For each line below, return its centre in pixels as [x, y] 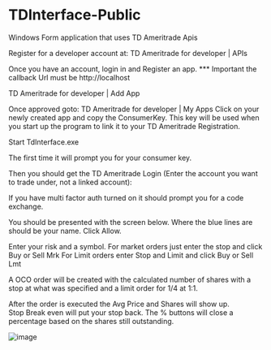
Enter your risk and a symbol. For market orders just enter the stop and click [135, 246]
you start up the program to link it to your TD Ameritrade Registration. [125, 126]
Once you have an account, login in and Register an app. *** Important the [133, 69]
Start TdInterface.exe [44, 142]
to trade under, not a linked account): [70, 182]
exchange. [26, 206]
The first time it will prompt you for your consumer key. [100, 158]
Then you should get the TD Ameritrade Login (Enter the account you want [133, 173]
